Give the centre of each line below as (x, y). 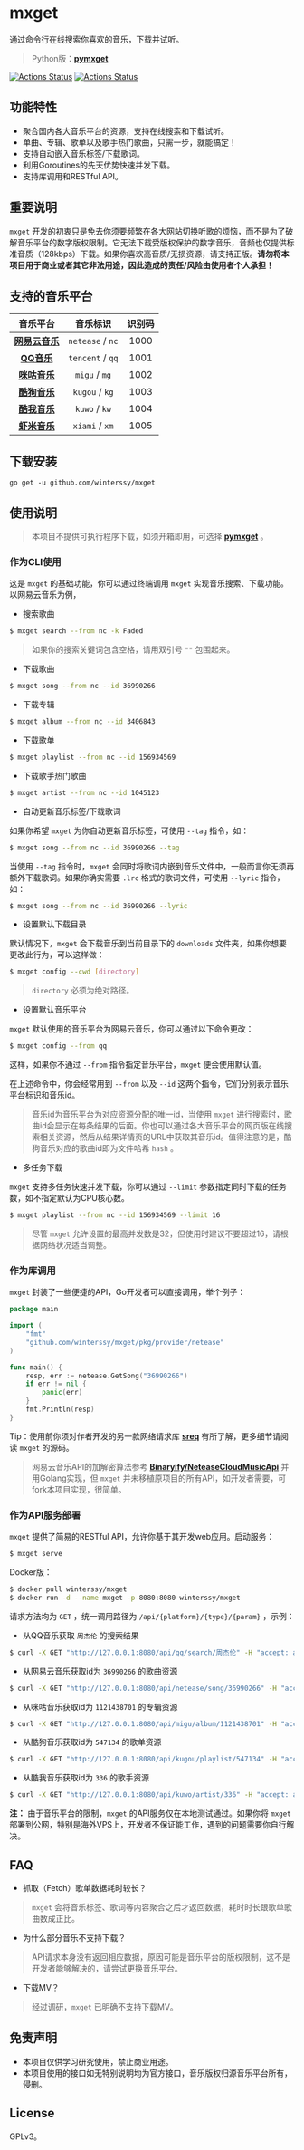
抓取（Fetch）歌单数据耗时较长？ (85, 1887)
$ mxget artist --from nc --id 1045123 (85, 792)
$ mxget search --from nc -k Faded (76, 631)
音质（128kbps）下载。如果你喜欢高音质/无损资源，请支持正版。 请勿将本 (153, 254)
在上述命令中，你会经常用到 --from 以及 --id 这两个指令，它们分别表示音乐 (149, 1084)
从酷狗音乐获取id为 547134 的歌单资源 (92, 1742)
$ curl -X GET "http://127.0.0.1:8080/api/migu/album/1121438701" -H (143, 1723)
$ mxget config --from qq (58, 1046)
